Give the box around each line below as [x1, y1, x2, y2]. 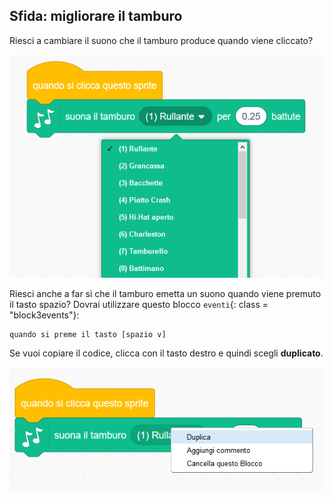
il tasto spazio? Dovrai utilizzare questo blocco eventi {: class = [9, 298, 269, 310]
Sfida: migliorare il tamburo [9, 8, 183, 25]
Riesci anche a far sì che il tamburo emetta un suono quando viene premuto [9, 287, 322, 299]
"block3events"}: [9, 309, 80, 321]
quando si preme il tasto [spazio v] [9, 329, 167, 339]
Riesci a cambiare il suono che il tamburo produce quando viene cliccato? [9, 34, 314, 46]
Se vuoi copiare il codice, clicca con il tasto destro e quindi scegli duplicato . [9, 347, 324, 359]
